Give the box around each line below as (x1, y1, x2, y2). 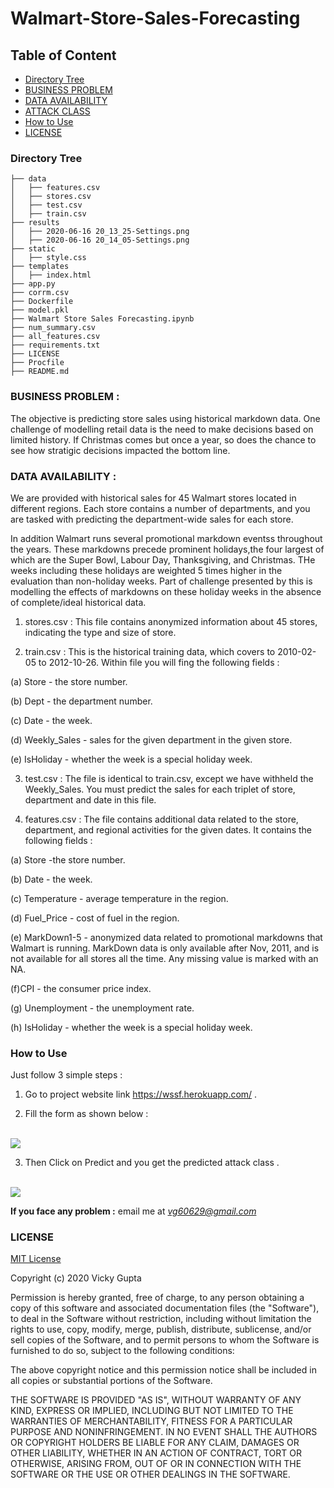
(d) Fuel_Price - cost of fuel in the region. (10, 912, 180, 924)
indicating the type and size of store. (24, 626, 177, 638)
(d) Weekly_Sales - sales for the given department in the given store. (10, 733, 293, 746)
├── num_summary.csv (10, 323, 97, 333)
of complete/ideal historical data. (10, 596, 147, 608)
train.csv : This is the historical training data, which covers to (24, 645, 276, 657)
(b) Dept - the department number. (10, 695, 153, 707)
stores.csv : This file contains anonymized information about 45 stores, (24, 615, 318, 627)
